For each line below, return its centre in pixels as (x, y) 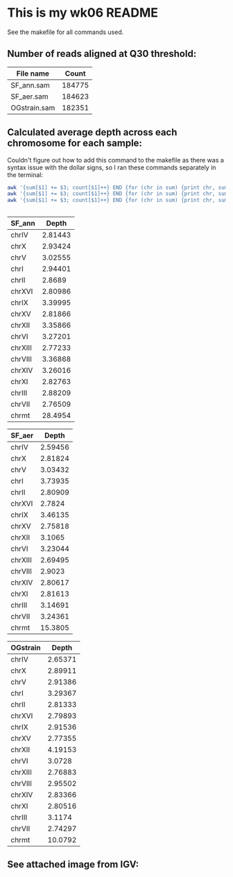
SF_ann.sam (31, 85)
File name (33, 73)
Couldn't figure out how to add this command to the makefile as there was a (115, 160)
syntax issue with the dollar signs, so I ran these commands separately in (112, 167)
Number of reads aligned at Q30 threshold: (102, 54)
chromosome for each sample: (75, 143)
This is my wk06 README (83, 13)
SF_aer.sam (29, 97)
